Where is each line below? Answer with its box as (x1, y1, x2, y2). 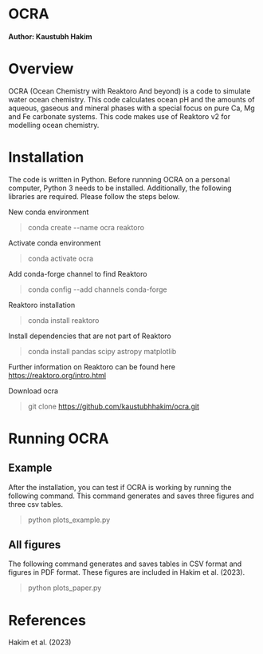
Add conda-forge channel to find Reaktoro (8, 269, 147, 278)
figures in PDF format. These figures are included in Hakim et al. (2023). (8, 568, 245, 577)
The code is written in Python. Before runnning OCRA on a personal (8, 174, 230, 184)
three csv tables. (8, 499, 64, 508)
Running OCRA (8, 429, 109, 448)
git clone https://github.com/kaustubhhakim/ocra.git (27, 401, 199, 411)
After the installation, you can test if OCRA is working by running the (8, 482, 232, 492)
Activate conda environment (8, 237, 101, 248)
